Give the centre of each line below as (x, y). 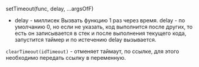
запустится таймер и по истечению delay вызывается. (85, 40)
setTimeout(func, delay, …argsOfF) (50, 9)
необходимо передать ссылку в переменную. (66, 58)
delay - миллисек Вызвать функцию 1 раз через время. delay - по (100, 20)
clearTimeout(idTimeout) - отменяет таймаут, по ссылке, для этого (92, 51)
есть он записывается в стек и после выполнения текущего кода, (100, 33)
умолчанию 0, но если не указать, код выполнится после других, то (103, 27)
